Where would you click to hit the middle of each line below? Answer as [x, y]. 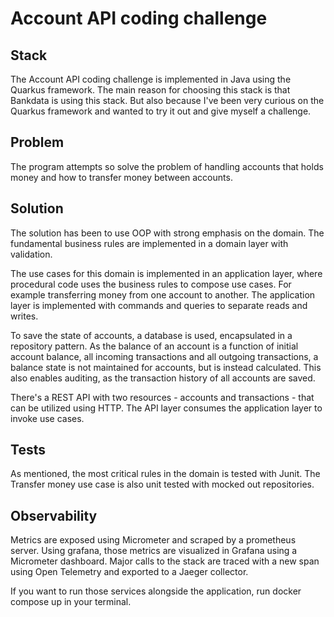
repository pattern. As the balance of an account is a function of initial [154, 346]
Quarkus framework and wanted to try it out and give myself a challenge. [161, 111]
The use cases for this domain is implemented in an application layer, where [166, 273]
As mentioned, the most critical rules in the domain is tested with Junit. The [165, 474]
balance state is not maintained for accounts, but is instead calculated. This [166, 367]
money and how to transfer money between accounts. [121, 177]
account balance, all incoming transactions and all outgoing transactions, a [164, 356]
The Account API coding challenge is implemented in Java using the [151, 79]
